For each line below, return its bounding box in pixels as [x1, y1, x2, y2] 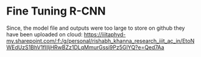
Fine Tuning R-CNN [6, 4, 106, 18]
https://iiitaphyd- [83, 30, 126, 38]
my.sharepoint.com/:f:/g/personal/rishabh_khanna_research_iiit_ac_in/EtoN [6, 37, 195, 44]
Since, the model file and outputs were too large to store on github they [6, 24, 185, 32]
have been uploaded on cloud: [6, 30, 83, 38]
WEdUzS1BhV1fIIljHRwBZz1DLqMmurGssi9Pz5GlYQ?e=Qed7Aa [6, 44, 164, 51]
